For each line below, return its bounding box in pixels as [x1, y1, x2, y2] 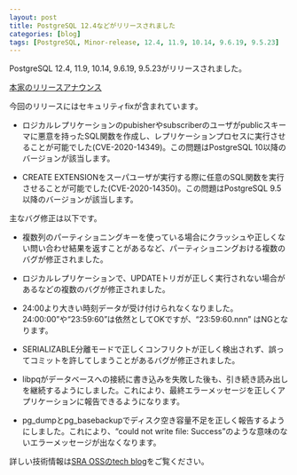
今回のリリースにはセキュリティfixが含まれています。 [9, 101, 203, 112]
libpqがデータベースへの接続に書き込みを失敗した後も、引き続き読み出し [21, 374, 289, 384]
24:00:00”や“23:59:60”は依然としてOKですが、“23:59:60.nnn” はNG [21, 314, 273, 325]
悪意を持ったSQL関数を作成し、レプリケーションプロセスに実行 [37, 131, 270, 142]
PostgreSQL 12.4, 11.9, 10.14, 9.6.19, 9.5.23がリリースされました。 [9, 63, 246, 74]
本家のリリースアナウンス [9, 82, 102, 93]
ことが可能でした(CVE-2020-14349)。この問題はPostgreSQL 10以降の [29, 142, 286, 153]
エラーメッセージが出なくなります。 [29, 437, 161, 448]
